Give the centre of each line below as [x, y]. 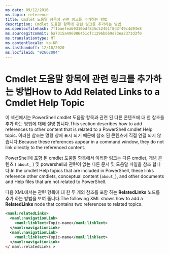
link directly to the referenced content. [45, 148]
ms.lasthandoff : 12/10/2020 [35, 48]
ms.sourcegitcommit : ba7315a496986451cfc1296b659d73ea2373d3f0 [74, 33]
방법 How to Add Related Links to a [88, 92]
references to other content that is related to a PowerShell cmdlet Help [79, 129]
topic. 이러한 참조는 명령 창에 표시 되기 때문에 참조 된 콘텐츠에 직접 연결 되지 [81, 135]
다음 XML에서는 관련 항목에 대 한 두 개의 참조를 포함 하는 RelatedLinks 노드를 [83, 192]
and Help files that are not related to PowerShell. [56, 182]
